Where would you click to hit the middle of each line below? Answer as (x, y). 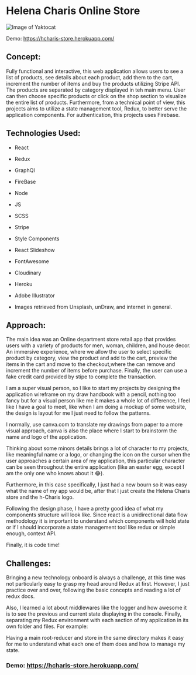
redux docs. (20, 596)
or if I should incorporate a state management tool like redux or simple (91, 528)
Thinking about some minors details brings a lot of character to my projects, (97, 448)
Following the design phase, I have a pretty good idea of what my (85, 509)
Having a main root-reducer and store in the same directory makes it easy (95, 638)
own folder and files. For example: (47, 626)
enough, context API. (31, 533)
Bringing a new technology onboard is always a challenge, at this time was (96, 577)
